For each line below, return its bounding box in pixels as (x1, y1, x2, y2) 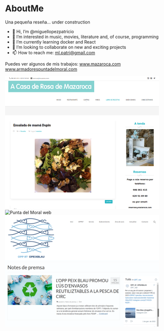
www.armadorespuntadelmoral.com (5, 66, 78, 72)
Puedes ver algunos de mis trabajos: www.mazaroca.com (5, 61, 121, 66)
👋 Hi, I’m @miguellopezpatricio (12, 28, 74, 34)
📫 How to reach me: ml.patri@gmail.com (12, 49, 95, 55)
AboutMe (5, 3, 44, 14)
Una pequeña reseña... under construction (5, 19, 90, 25)
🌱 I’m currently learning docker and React (12, 39, 96, 44)
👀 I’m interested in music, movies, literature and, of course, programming (12, 34, 159, 40)
